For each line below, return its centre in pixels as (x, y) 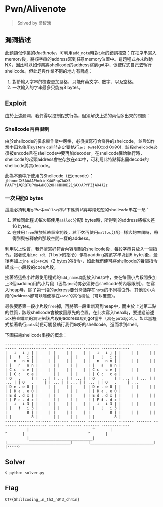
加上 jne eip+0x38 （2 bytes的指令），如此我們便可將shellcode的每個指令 (85, 261)
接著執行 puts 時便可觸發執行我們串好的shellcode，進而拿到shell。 (75, 325)
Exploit (16, 103)
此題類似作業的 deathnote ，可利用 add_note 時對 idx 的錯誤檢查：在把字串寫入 (81, 53)
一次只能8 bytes (24, 198)
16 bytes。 (23, 226)
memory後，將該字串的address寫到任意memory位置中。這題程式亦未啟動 (79, 59)
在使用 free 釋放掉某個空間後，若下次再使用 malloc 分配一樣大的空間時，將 (85, 232)
